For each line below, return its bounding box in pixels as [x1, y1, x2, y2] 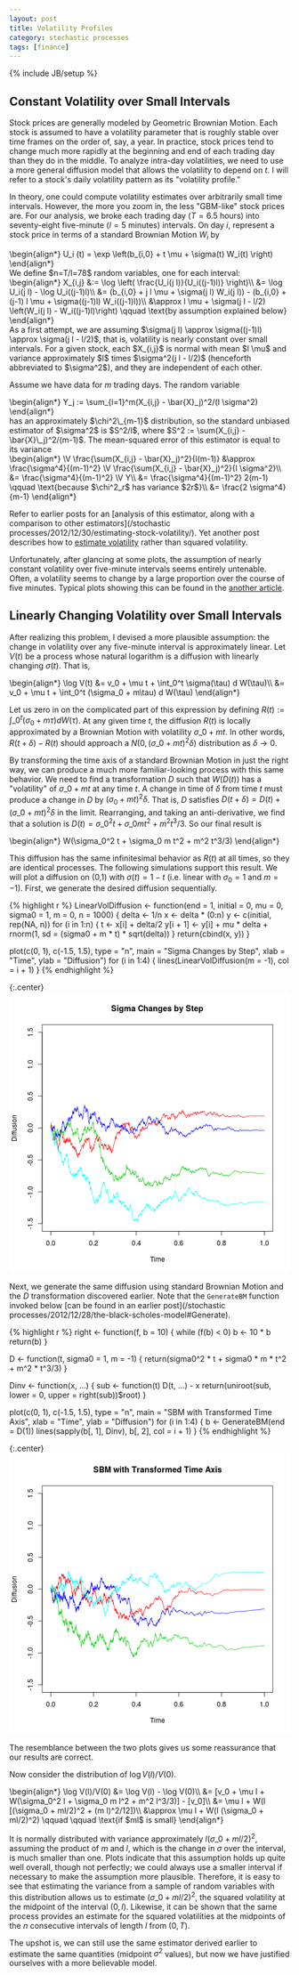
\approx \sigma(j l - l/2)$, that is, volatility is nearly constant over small [9, 334, 269, 344]
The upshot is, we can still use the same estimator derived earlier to [9, 1937, 258, 1948]
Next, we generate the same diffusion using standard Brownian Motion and [9, 1282, 284, 1292]
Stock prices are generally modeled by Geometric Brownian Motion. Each [9, 117, 279, 128]
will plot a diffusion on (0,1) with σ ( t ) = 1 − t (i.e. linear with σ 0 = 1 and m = [9, 871, 279, 885]
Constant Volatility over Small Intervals [9, 93, 230, 109]
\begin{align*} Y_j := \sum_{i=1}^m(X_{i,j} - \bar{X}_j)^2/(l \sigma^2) [9, 396, 258, 407]
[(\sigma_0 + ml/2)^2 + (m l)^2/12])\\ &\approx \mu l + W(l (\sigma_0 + [9, 1805, 264, 1816]
